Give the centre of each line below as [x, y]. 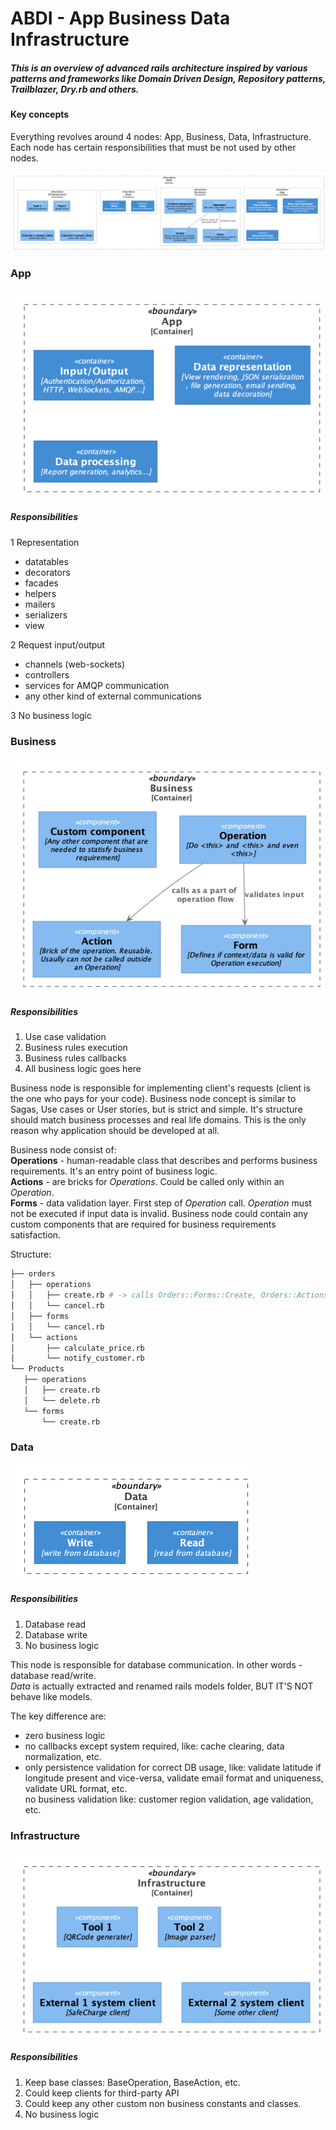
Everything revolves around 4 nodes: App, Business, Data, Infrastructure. [161, 136]
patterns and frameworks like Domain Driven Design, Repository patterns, [168, 78]
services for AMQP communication [97, 685]
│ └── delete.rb [62, 1400]
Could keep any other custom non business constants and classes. [163, 2103]
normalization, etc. [63, 1756]
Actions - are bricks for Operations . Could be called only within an [147, 1182]
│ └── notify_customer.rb [77, 1358]
